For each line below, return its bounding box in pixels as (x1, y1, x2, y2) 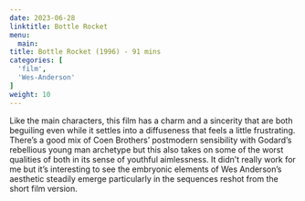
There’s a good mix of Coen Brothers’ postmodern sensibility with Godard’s (9, 134, 292, 145)
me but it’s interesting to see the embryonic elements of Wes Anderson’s (9, 164, 282, 175)
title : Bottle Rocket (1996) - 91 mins (9, 48, 162, 57)
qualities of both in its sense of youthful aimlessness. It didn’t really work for (9, 153, 297, 164)
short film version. (9, 183, 78, 194)
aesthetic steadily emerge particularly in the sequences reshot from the (9, 173, 279, 184)
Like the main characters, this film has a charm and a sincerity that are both (9, 115, 293, 126)
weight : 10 (9, 90, 51, 99)
